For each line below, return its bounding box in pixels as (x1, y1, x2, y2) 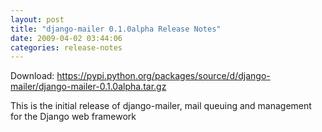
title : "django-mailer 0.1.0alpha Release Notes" (10, 24, 222, 34)
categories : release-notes (10, 42, 123, 53)
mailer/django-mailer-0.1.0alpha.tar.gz (10, 81, 167, 93)
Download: (10, 70, 55, 82)
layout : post (10, 14, 65, 25)
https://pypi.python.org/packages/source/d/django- (56, 70, 271, 82)
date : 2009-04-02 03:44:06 (10, 33, 123, 43)
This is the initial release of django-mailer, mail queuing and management (10, 100, 312, 112)
